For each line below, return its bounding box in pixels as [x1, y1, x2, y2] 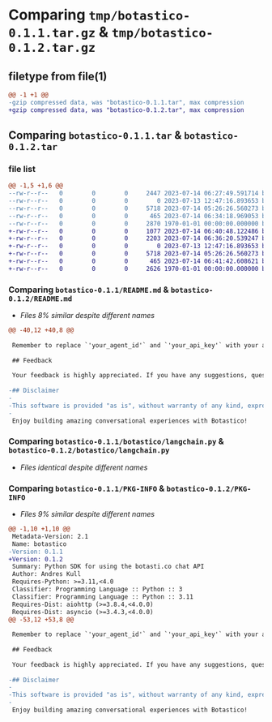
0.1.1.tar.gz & [8, 23, 109, 41]
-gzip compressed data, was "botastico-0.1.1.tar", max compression [8, 98, 244, 106]
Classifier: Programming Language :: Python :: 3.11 [11, 592, 194, 601]
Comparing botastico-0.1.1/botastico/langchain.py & [8, 436, 224, 447]
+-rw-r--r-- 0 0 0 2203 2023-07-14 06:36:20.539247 [8, 234, 259, 243]
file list [8, 163, 36, 174]
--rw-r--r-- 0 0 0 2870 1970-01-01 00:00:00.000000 [8, 219, 259, 228]
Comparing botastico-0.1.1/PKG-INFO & [8, 483, 165, 494]
